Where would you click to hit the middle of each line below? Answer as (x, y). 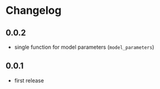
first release (29, 80)
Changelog (34, 11)
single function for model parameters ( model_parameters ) (84, 47)
